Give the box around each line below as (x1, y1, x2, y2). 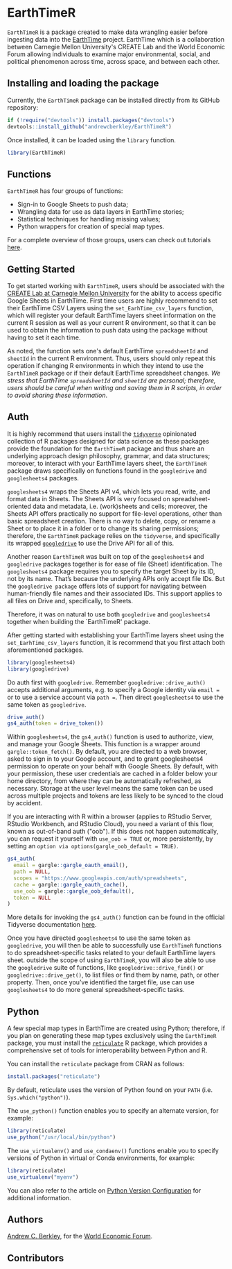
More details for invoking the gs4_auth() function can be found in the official (7, 913, 225, 921)
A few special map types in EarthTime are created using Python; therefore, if (7, 1024, 225, 1032)
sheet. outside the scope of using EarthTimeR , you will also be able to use (7, 956, 216, 964)
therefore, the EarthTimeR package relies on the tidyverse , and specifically (7, 531, 220, 539)
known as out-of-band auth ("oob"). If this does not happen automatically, (7, 827, 219, 836)
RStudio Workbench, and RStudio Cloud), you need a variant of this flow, (7, 820, 215, 828)
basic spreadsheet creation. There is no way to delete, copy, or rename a (7, 516, 216, 525)
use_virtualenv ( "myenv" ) (7, 1173, 79, 1181)
